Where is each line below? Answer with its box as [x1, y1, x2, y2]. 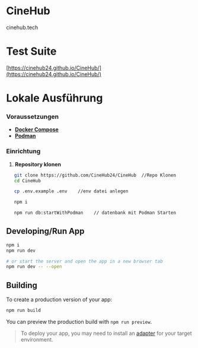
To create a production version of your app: [6, 296, 113, 303]
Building [6, 280, 37, 290]
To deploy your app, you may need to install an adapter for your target [20, 330, 192, 337]
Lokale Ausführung [6, 91, 103, 105]
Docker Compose [14, 126, 59, 133]
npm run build [6, 308, 41, 314]
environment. [20, 336, 53, 343]
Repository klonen [14, 160, 61, 167]
